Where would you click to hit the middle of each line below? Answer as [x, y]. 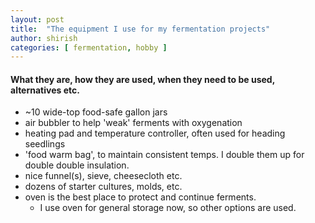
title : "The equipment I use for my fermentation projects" [140, 29]
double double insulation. [77, 165]
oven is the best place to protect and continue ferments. [140, 197]
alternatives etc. [45, 90]
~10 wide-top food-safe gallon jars [96, 112]
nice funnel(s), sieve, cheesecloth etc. [103, 176]
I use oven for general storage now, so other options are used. [168, 208]
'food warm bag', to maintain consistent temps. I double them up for [164, 155]
